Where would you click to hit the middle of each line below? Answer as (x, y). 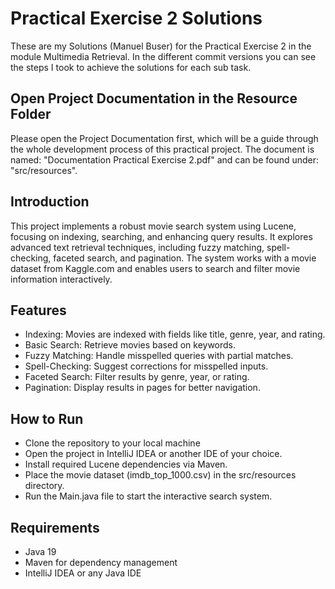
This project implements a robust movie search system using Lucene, (153, 226)
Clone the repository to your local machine (112, 443)
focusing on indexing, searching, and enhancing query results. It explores (161, 236)
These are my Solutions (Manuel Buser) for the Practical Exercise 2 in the (161, 46)
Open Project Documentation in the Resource (154, 98)
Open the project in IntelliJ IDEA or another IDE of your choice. (153, 454)
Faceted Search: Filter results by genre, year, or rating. (137, 377)
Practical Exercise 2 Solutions (136, 18)
